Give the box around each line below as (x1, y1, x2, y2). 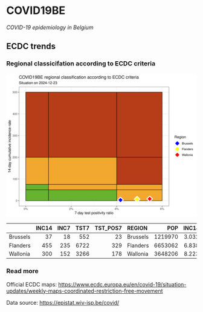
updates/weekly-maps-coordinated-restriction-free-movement (6, 287, 163, 294)
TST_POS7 (94, 225, 123, 232)
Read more (6, 267, 39, 276)
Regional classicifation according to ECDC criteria (6, 59, 156, 68)
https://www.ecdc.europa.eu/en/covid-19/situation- (58, 280, 187, 288)
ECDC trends (6, 41, 56, 51)
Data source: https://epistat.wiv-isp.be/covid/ (6, 299, 120, 306)
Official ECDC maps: (6, 280, 57, 288)
